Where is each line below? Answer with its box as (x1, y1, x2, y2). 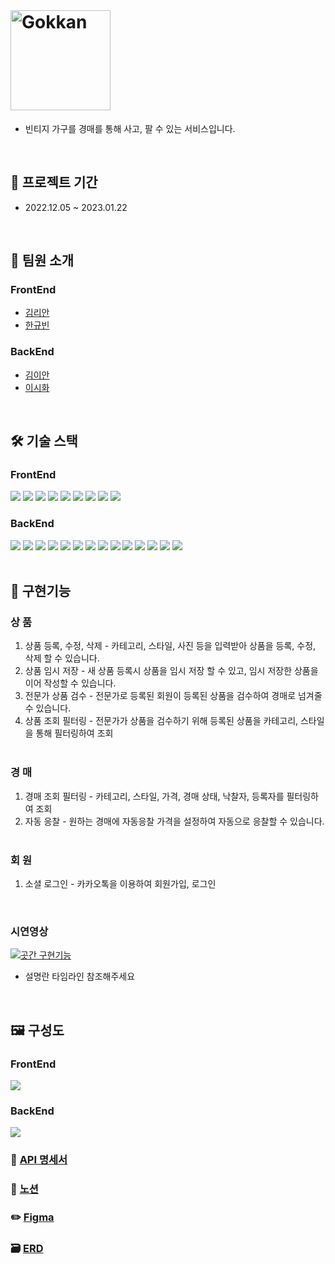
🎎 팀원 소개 (10, 252, 75, 269)
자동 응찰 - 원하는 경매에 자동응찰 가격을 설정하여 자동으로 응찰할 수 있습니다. (24, 815, 325, 827)
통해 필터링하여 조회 (35, 727, 114, 739)
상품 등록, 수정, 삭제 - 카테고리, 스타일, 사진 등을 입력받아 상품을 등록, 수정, (24, 640, 317, 652)
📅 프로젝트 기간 (10, 174, 98, 191)
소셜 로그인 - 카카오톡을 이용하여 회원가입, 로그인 (24, 878, 217, 889)
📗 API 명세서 (10, 1153, 68, 1167)
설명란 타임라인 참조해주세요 (24, 970, 136, 983)
